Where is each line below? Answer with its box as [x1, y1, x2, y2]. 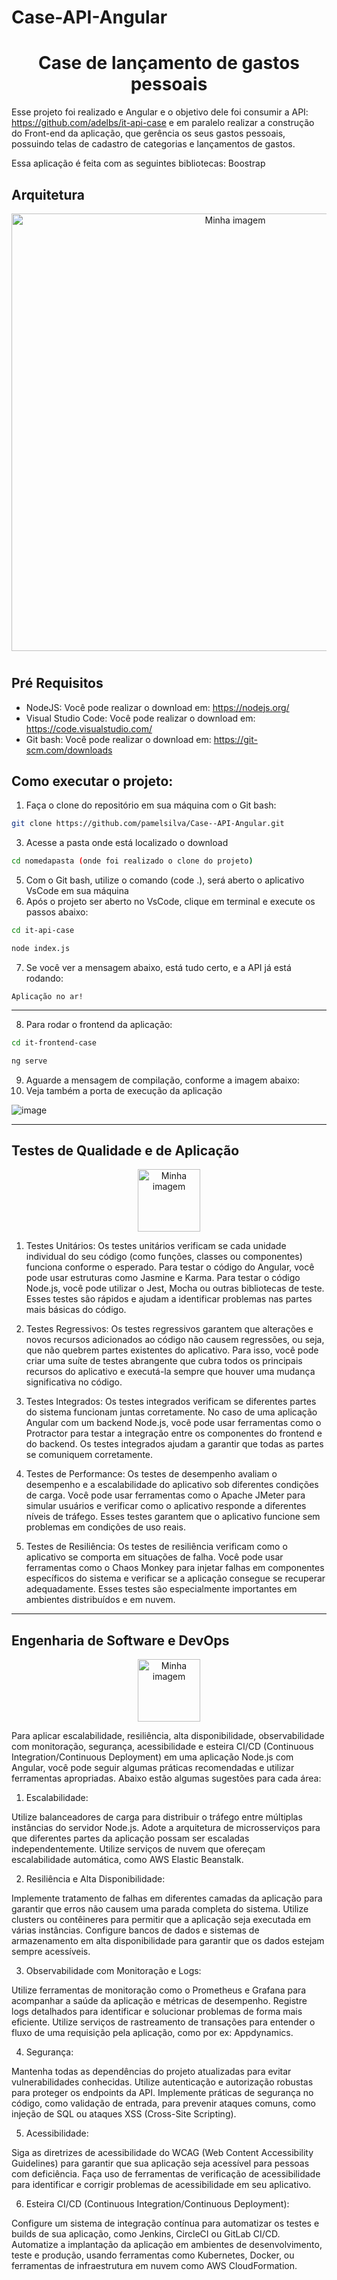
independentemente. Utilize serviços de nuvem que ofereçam [11, 1843, 266, 1855]
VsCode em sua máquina [25, 885, 129, 897]
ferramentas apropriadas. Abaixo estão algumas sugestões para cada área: [11, 1772, 322, 1785]
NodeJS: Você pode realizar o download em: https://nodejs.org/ [25, 701, 290, 713]
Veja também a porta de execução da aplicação [25, 1084, 223, 1096]
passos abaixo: [25, 906, 89, 918]
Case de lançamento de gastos [37, 52, 301, 75]
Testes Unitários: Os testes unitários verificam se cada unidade [25, 1240, 287, 1252]
